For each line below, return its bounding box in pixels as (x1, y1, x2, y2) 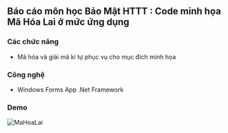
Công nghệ (7, 70, 45, 79)
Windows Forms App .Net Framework (17, 85, 124, 94)
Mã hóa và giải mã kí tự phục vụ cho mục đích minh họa (17, 52, 176, 61)
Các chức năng (7, 37, 59, 47)
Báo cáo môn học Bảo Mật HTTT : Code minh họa (7, 6, 222, 17)
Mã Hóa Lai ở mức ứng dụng (7, 17, 129, 28)
